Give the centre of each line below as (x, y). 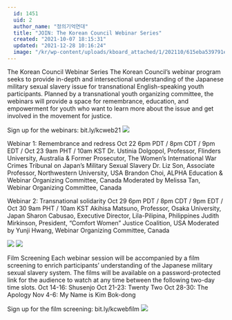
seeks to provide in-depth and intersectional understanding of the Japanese (116, 79)
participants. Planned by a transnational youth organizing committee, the (110, 93)
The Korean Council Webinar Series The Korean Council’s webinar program (114, 72)
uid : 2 (23, 20)
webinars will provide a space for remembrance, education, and (98, 101)
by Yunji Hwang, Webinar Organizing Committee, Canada (88, 230)
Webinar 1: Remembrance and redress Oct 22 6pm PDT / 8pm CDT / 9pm (111, 143)
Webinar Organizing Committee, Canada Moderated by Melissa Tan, (104, 180)
